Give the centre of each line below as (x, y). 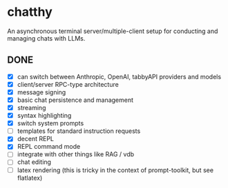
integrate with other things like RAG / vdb (76, 154)
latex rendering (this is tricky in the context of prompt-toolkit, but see (115, 170)
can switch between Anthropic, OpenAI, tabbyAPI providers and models (119, 76)
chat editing (34, 162)
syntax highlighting (44, 116)
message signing (41, 92)
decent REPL (35, 139)
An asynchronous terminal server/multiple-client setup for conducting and (113, 31)
